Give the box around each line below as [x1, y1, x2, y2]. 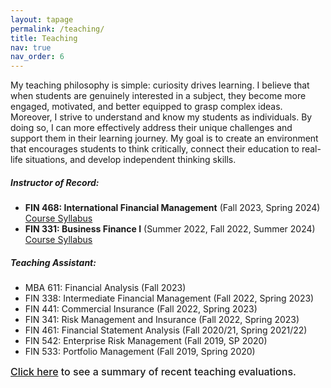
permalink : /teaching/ [10, 24, 105, 34]
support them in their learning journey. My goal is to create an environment [10, 132, 319, 145]
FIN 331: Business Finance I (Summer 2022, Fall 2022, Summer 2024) [24, 223, 316, 235]
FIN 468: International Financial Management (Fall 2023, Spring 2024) [24, 202, 321, 214]
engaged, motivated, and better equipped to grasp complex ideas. [10, 101, 283, 113]
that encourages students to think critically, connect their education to [10, 143, 300, 155]
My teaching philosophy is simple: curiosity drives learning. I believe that [10, 79, 310, 91]
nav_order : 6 [10, 52, 65, 62]
